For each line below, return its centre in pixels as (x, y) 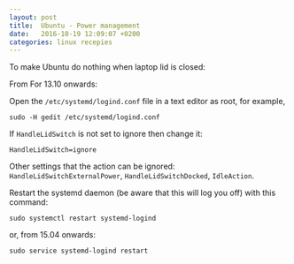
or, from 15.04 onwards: (52, 235)
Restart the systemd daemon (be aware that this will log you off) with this (143, 193)
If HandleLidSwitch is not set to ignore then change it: (106, 134)
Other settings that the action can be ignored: (92, 166)
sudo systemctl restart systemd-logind (83, 219)
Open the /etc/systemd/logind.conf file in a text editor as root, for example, (147, 102)
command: (29, 202)
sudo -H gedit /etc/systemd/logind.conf (85, 117)
